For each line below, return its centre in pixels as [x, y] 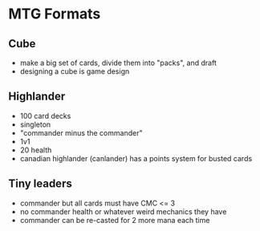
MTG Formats [55, 14]
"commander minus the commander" [81, 132]
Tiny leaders [40, 184]
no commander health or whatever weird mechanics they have [123, 211]
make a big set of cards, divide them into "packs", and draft [118, 63]
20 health [36, 150]
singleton [35, 124]
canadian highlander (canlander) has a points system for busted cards [136, 158]
